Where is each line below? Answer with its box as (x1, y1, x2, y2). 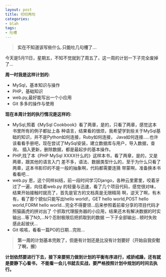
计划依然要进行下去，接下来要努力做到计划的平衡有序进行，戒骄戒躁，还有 (5, 254, 157, 260)
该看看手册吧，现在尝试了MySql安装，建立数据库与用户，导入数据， (12, 140, 151, 146)
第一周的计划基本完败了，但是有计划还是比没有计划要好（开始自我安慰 (17, 237, 161, 243)
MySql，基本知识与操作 (12, 82, 60, 88)
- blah (5, 21, 19, 26)
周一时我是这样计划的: (5, 72, 50, 77)
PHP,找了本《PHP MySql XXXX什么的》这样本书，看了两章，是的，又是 (12, 153, 158, 158)
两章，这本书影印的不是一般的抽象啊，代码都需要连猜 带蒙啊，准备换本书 (12, 165, 161, 171)
